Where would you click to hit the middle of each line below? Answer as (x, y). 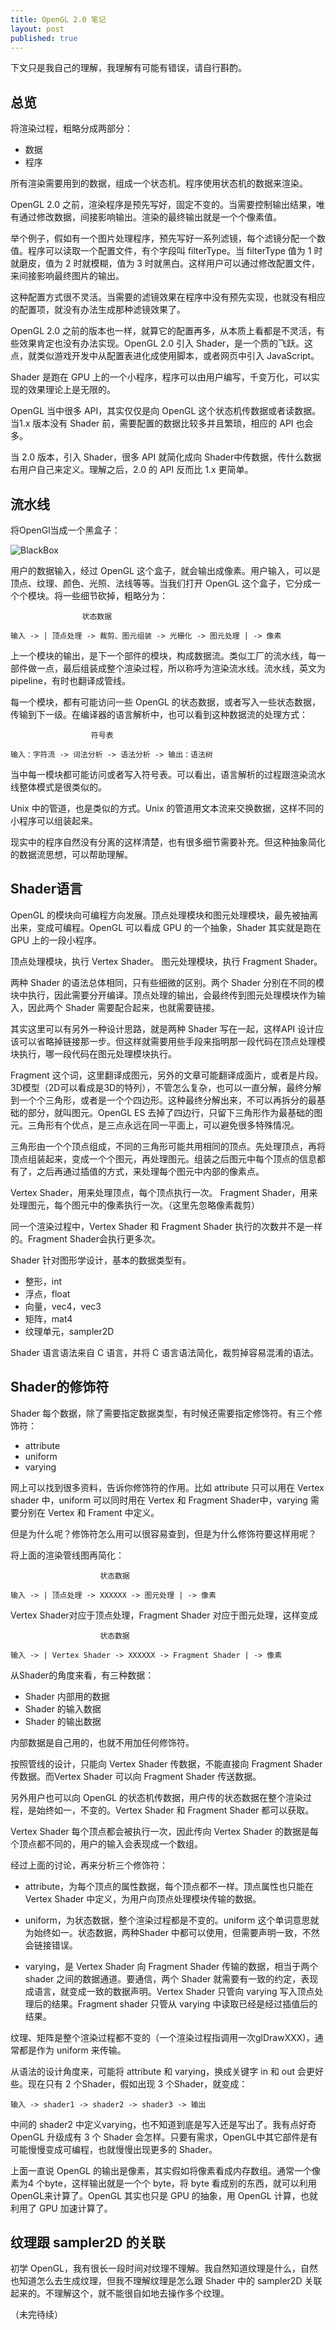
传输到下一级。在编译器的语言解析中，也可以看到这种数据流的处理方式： (159, 714)
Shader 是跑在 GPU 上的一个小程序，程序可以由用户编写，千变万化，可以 (161, 377)
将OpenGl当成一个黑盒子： (65, 530)
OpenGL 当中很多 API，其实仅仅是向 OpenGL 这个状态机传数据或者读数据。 (166, 411)
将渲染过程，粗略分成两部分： (71, 128)
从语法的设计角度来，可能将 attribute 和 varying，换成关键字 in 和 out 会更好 (167, 2071)
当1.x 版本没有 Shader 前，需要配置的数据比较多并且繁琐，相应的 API (152, 423)
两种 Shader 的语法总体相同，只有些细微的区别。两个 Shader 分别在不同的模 (167, 982)
